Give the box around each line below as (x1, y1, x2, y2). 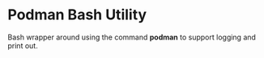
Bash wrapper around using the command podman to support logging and (7, 32, 257, 42)
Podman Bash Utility (7, 6, 147, 24)
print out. (7, 40, 38, 50)
